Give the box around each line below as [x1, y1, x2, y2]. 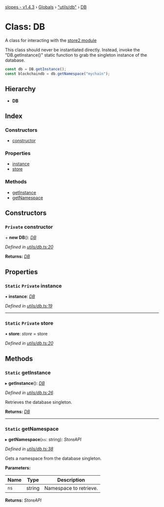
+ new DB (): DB [5, 235, 37, 241]
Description [57, 477, 85, 484]
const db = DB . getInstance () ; [5, 66, 67, 71]
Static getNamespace [5, 425, 59, 432]
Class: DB [5, 22, 45, 32]
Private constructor [5, 223, 53, 230]
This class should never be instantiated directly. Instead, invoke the [5, 46, 140, 53]
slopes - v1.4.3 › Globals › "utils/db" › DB [5, 4, 87, 10]
